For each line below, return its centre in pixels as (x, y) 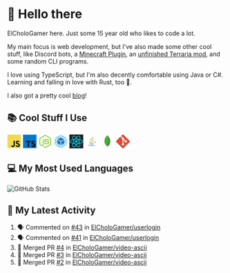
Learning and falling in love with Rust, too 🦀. (70, 82)
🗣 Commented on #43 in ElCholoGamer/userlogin (89, 227)
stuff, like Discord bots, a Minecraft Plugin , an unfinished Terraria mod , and (114, 54)
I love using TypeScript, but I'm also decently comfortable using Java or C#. (115, 75)
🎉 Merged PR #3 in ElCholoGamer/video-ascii (82, 255)
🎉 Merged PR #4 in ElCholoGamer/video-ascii (82, 247)
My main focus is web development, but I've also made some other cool (109, 46)
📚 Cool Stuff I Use (47, 118)
